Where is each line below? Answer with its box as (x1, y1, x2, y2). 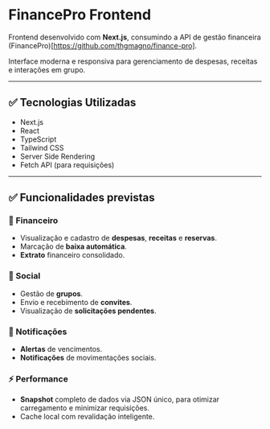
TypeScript (19, 134, 57, 144)
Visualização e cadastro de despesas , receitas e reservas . (19, 233, 217, 243)
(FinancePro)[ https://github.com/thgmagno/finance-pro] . (8, 40, 198, 50)
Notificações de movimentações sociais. (19, 353, 157, 363)
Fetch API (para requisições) (19, 159, 115, 170)
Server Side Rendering (19, 151, 96, 161)
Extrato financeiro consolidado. (19, 250, 125, 260)
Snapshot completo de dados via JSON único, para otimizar (19, 394, 219, 404)
